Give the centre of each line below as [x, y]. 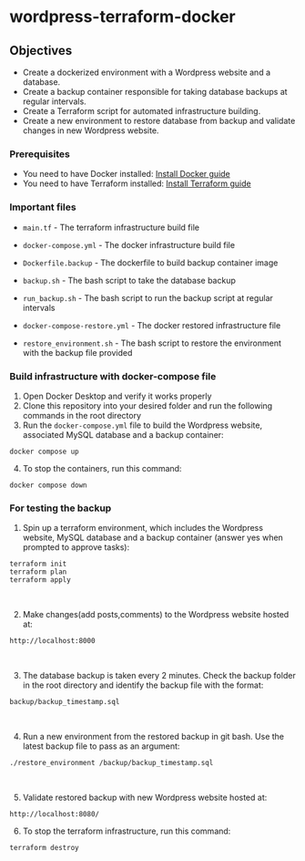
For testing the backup [61, 508]
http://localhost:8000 [52, 641]
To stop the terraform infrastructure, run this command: [127, 831]
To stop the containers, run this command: [102, 468]
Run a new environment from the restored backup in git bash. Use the [153, 737]
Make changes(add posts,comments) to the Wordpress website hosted [156, 615]
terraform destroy [44, 848]
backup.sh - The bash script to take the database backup [129, 280]
